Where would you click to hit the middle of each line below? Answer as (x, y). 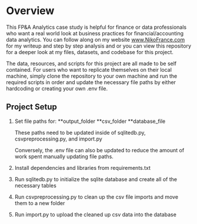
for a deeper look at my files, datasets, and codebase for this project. (90, 52)
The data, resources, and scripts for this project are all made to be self (91, 63)
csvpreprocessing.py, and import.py (59, 139)
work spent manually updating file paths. (64, 156)
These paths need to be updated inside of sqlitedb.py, (80, 132)
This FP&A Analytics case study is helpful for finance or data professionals (96, 27)
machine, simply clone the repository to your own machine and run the (92, 76)
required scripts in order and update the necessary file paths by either (91, 82)
